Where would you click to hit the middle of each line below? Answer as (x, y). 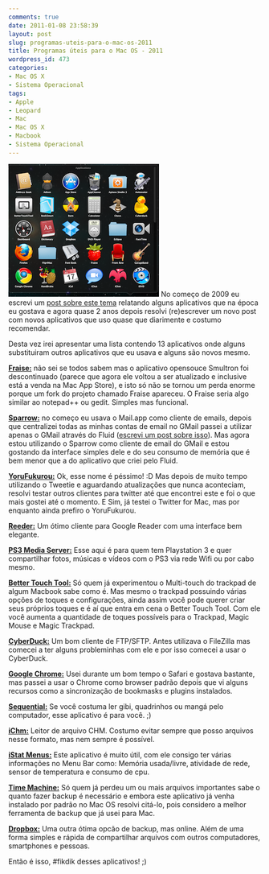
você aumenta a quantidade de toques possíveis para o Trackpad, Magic (129, 616)
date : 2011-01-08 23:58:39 (53, 25)
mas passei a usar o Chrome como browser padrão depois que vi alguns (128, 682)
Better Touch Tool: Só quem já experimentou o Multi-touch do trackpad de (132, 583)
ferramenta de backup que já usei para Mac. (82, 813)
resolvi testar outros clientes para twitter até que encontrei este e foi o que (132, 493)
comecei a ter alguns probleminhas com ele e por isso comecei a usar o (127, 649)
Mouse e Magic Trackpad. (51, 625)
